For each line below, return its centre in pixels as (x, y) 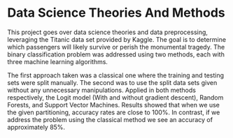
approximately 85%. (36, 127)
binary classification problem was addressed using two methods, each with (116, 54)
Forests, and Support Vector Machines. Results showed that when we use (114, 105)
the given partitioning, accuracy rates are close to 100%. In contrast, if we (114, 112)
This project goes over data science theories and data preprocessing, (108, 32)
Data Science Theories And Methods (116, 13)
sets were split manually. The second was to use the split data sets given (112, 82)
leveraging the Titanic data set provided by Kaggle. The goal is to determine (116, 39)
